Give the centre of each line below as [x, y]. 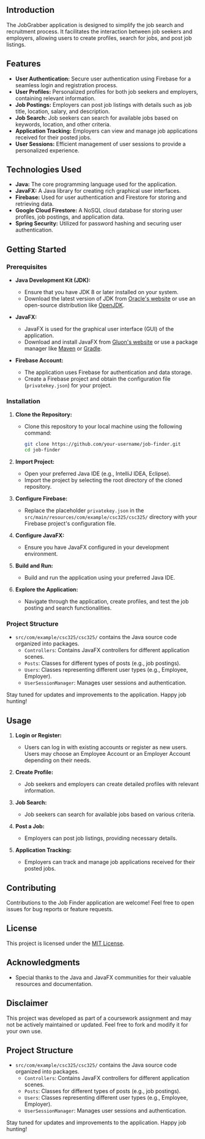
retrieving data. [34, 204]
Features [24, 64]
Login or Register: [39, 736]
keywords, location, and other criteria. [63, 124]
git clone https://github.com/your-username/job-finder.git [102, 445]
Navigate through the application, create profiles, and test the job [106, 602]
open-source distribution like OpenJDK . [74, 305]
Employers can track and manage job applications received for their [110, 862]
